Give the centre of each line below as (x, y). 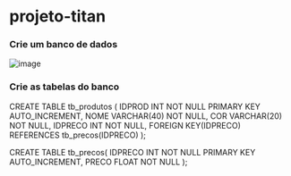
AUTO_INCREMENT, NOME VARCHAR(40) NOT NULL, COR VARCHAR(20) (146, 116)
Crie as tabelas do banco (64, 87)
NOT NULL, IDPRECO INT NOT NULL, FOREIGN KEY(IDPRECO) (125, 125)
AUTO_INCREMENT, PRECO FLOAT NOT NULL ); (98, 162)
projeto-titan (57, 17)
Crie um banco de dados (64, 45)
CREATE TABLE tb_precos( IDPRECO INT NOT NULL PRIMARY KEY (133, 152)
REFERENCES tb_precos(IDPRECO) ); (77, 135)
